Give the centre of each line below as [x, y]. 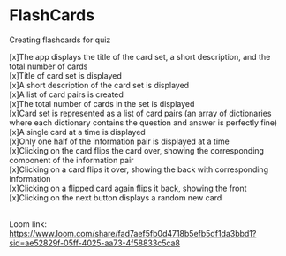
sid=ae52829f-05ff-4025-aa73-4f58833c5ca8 [95, 243]
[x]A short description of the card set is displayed [99, 85]
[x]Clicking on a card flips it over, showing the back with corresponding [139, 169]
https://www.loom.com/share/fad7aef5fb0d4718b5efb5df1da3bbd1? [133, 233]
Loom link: [28, 224]
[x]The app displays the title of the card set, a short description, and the [140, 56]
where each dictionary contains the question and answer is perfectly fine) [143, 122]
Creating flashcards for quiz [60, 40]
